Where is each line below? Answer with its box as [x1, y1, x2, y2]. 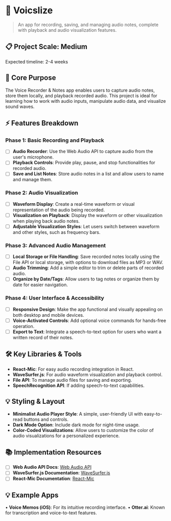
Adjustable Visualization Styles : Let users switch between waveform [12, 223, 160, 229]
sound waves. [5, 103, 35, 110]
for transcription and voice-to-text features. [5, 510, 97, 516]
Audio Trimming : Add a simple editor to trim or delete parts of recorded [12, 265, 164, 271]
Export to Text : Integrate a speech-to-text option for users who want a [12, 329, 162, 335]
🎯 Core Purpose [5, 74, 56, 82]
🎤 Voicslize [5, 5, 53, 16]
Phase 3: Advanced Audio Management [5, 242, 106, 249]
